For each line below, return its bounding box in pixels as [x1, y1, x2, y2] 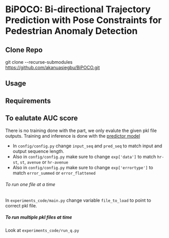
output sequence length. [12, 148, 65, 154]
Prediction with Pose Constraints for [5, 14, 162, 26]
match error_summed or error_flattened [12, 170, 96, 176]
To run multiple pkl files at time [5, 214, 72, 220]
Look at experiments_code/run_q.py [5, 227, 79, 233]
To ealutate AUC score [5, 114, 78, 123]
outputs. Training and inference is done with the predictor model [5, 133, 140, 139]
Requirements [5, 96, 51, 105]
